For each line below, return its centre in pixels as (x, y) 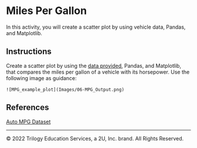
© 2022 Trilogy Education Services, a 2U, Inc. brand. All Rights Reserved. (95, 138)
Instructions (29, 52)
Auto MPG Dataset (28, 122)
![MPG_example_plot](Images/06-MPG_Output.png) (65, 90)
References (28, 107)
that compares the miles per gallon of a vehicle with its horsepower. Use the (98, 72)
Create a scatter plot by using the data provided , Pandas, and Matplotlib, (94, 66)
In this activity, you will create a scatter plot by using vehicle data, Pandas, (96, 27)
